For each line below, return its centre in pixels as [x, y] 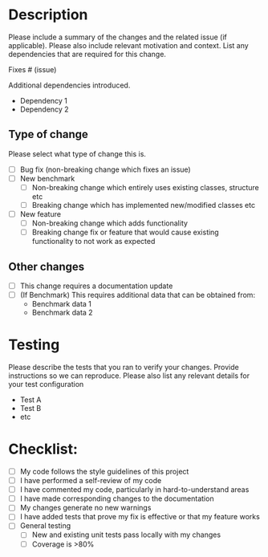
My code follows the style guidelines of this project [104, 472]
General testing [45, 526]
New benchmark [47, 178]
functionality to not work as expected [93, 242]
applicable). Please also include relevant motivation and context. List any [128, 45]
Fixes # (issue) [32, 69]
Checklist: [43, 449]
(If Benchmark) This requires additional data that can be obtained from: [137, 295]
